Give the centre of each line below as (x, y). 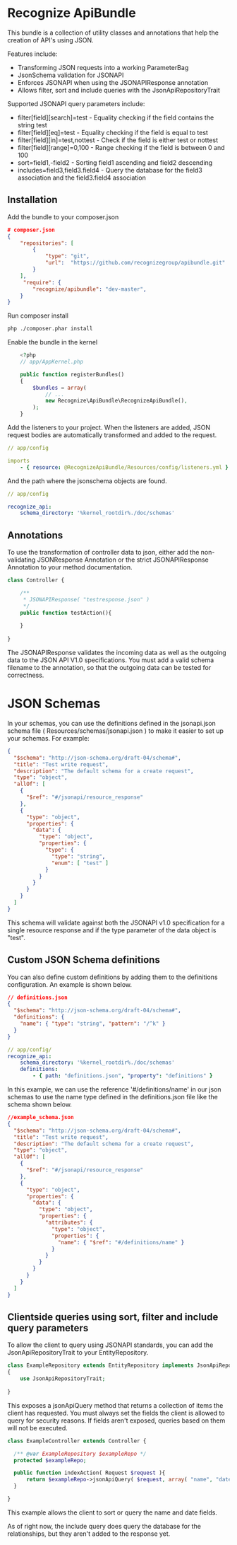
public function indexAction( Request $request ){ (90, 1473)
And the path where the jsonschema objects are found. (87, 481)
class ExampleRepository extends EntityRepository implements (101, 1366)
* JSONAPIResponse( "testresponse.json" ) (86, 599)
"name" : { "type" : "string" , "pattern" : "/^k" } (93, 1024)
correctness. (26, 675)
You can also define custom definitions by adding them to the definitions (113, 977)
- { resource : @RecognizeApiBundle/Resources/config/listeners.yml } (124, 467)
